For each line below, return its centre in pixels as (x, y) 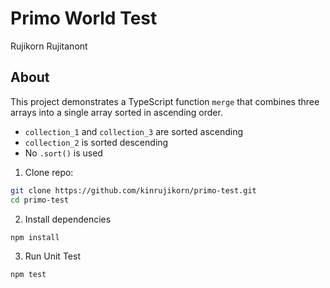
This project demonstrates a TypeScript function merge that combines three (165, 101)
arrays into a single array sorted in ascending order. (116, 112)
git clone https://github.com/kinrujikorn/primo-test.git (133, 190)
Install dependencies (68, 219)
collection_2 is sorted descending (96, 142)
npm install (35, 237)
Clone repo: (49, 172)
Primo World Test (84, 18)
